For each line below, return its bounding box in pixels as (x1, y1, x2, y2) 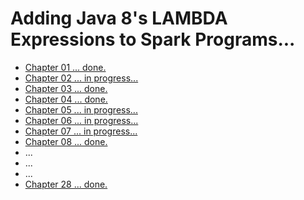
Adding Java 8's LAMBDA (10, 7, 228, 30)
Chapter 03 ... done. (24, 82, 108, 94)
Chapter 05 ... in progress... (24, 103, 138, 116)
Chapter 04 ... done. (24, 93, 108, 105)
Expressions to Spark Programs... (10, 28, 296, 51)
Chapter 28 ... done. (24, 178, 108, 190)
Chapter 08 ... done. (24, 135, 108, 147)
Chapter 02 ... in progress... (24, 72, 139, 84)
